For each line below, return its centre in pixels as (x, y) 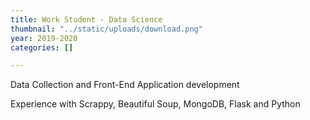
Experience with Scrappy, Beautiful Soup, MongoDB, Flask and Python (155, 104)
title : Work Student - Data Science (86, 19)
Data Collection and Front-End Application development (125, 85)
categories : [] (42, 47)
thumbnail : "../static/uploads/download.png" (106, 29)
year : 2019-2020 (44, 38)
